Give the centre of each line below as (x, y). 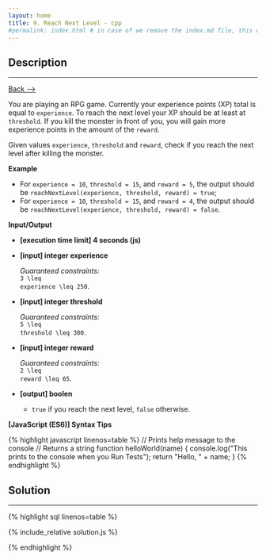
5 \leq (30, 325)
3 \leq (30, 278)
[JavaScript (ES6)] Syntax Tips (60, 424)
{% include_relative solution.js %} (63, 532)
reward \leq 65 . (46, 378)
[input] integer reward (57, 348)
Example (23, 169)
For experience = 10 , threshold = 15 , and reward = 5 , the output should (137, 184)
